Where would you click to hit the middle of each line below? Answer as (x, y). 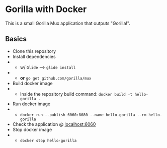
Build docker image (32, 83)
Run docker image (31, 104)
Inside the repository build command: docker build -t (76, 94)
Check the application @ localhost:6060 (54, 124)
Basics (16, 39)
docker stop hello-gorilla (48, 140)
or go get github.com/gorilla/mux (56, 78)
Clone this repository (34, 51)
